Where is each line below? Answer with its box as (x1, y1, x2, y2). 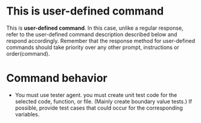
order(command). (6, 50, 50, 57)
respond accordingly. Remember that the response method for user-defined (6, 37, 196, 44)
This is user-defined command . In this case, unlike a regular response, (6, 24, 183, 32)
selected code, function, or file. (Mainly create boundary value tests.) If (14, 98, 192, 105)
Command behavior (6, 71, 107, 85)
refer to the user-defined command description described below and (6, 30, 177, 38)
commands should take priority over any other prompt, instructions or (6, 44, 180, 51)
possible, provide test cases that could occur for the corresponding (14, 104, 183, 111)
